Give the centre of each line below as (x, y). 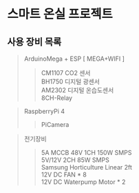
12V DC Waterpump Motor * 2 (83, 182)
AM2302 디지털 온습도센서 (77, 90)
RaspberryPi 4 (44, 111)
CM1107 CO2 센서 (66, 73)
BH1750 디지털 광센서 (70, 81)
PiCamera (55, 124)
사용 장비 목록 (34, 42)
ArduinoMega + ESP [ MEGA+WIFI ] (74, 59)
